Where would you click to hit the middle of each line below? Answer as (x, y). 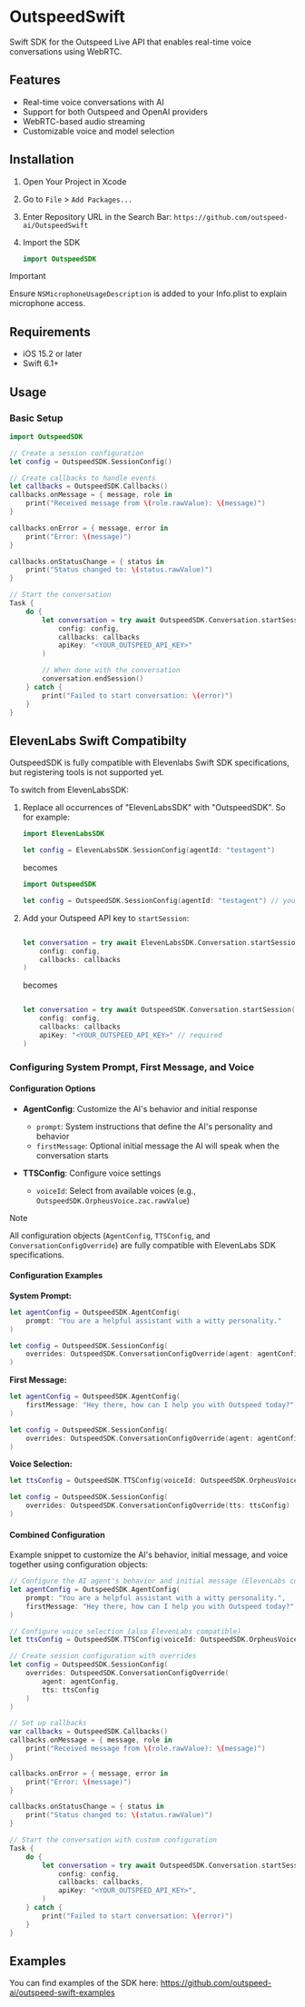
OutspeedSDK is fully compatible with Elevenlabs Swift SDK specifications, (149, 763)
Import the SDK (51, 242)
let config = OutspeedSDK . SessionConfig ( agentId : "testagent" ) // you (159, 900)
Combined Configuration (58, 1535)
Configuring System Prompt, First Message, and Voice (132, 1067)
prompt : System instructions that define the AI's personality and (154, 1126)
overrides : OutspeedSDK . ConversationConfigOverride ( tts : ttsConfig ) (158, 1505)
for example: (46, 817)
